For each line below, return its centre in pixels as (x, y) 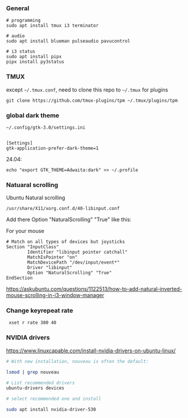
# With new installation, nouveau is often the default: (77, 361)
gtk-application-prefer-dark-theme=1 (52, 148)
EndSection (19, 278)
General (18, 8)
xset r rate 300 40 (33, 323)
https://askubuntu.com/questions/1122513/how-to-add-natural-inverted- (94, 289)
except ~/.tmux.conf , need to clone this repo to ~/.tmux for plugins (87, 89)
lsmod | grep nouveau (33, 372)
